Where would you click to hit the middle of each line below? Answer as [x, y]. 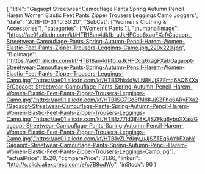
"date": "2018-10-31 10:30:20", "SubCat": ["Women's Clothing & [86, 22]
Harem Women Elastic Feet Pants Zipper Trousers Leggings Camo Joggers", [102, 15]
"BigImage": [21, 54]
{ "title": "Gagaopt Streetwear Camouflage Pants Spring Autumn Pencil [95, 9]
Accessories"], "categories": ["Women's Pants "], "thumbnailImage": [92, 28]
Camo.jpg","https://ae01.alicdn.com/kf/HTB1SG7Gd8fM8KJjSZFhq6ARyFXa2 [103, 100]
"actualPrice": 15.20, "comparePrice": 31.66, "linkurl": [73, 158]
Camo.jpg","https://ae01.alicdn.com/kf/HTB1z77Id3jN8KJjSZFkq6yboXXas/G [102, 119]
